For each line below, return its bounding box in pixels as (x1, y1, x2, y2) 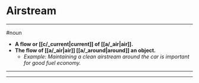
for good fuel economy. (23, 59, 81, 66)
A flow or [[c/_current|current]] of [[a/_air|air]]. (14, 40, 133, 48)
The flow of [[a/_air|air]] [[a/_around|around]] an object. (14, 47, 156, 54)
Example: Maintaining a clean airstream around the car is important (23, 53, 190, 60)
